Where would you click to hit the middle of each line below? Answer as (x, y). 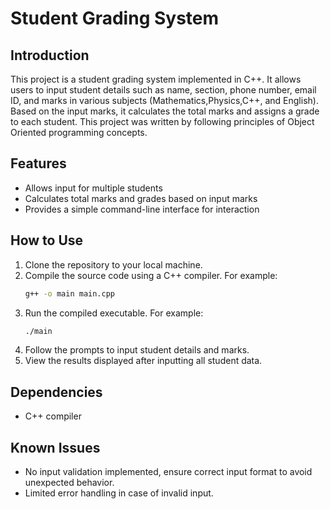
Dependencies (56, 392)
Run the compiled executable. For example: (114, 313)
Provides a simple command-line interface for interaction (142, 209)
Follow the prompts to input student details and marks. (137, 350)
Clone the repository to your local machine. (113, 264)
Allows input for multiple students (93, 188)
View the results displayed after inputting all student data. (143, 361)
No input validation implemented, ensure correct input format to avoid (168, 471)
